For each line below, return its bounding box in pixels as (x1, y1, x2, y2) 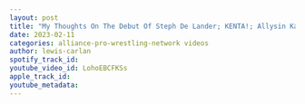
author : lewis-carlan (9, 47, 92, 56)
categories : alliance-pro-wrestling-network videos (9, 38, 209, 48)
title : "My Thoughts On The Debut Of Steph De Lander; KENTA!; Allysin (9, 22, 286, 31)
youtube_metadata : (9, 80, 79, 90)
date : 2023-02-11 (9, 30, 75, 39)
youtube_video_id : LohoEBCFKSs (9, 64, 128, 73)
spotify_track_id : (9, 55, 79, 64)
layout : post (9, 13, 59, 23)
